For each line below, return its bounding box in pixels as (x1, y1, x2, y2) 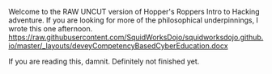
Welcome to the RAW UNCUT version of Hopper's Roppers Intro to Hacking (8, 7, 261, 16)
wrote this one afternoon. (8, 24, 93, 33)
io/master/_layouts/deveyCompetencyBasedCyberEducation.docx (8, 41, 228, 51)
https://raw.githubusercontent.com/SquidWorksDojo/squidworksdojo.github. (8, 32, 264, 42)
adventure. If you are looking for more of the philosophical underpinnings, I (8, 15, 259, 25)
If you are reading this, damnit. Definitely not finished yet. (8, 56, 200, 66)
